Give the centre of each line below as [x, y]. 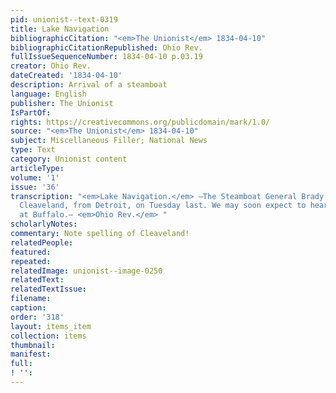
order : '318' [37, 317]
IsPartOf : [31, 112]
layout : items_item [51, 326]
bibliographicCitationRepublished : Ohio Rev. [106, 47]
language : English [48, 94]
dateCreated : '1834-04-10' [66, 76]
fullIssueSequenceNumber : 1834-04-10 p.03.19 [106, 57]
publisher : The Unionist [62, 103]
